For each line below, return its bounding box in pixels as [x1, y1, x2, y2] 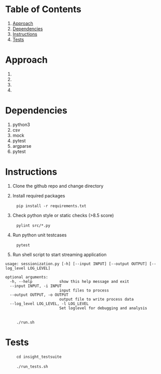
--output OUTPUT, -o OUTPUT [10, 292, 69, 297]
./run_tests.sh [16, 364, 48, 369]
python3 [12, 121, 30, 128]
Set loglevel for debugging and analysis [59, 305, 147, 311]
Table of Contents [5, 4, 82, 15]
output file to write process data [59, 297, 134, 302]
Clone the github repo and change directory [12, 183, 104, 189]
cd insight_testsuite [16, 354, 62, 359]
